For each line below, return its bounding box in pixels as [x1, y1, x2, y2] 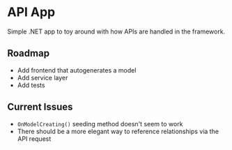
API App [7, 4, 56, 20]
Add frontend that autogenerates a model [17, 66, 137, 74]
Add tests [17, 81, 45, 89]
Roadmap [7, 47, 50, 59]
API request [17, 134, 52, 143]
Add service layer [17, 73, 68, 82]
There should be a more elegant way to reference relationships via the [17, 127, 219, 135]
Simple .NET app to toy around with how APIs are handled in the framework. [7, 27, 226, 36]
